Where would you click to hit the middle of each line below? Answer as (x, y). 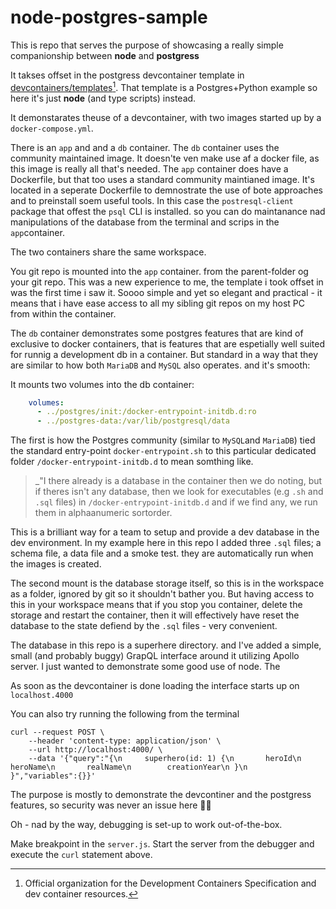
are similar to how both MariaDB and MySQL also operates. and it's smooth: (160, 365)
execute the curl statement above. (81, 855)
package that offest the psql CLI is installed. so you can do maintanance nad (168, 211)
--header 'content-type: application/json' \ (125, 741)
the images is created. (56, 564)
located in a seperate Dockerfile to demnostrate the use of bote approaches (166, 190)
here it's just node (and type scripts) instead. (103, 98)
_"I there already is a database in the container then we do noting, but (178, 481)
